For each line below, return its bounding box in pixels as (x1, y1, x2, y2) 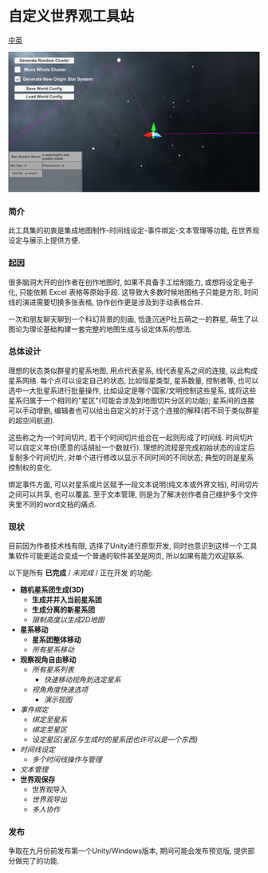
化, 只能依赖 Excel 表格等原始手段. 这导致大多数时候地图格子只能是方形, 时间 (8, 287, 259, 296)
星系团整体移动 (31, 635, 81, 645)
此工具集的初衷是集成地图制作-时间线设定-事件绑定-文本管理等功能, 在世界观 (8, 225, 260, 236)
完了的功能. (22, 856, 60, 866)
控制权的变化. (8, 462, 53, 472)
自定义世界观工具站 (8, 7, 135, 26)
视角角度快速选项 (31, 685, 89, 695)
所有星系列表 (31, 665, 74, 675)
